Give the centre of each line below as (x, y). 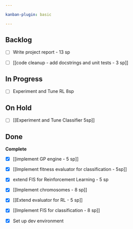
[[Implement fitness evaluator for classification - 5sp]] (70, 169)
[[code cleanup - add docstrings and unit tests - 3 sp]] (70, 63)
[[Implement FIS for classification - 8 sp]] (56, 211)
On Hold (18, 108)
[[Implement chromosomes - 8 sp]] (50, 190)
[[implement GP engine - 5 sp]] (45, 159)
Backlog (19, 40)
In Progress (24, 79)
